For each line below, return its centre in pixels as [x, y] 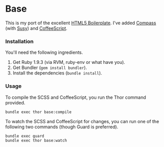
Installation [20, 41]
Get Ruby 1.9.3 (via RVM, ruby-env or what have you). [69, 62]
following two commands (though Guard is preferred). [62, 127]
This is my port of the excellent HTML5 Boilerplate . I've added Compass [81, 23]
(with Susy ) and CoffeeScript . [36, 28]
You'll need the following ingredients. [44, 52]
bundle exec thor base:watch [36, 140]
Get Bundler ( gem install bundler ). [50, 68]
